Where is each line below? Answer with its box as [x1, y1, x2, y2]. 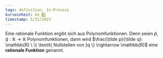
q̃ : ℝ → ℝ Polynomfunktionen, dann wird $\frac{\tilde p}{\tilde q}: [5, 36, 143, 42]
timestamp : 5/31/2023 [5, 17, 51, 22]
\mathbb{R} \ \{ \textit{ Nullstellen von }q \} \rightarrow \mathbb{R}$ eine [5, 42, 158, 48]
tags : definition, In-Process [5, 7, 70, 13]
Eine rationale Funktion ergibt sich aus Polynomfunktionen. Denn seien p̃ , [5, 31, 158, 37]
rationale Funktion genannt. [5, 47, 64, 53]
